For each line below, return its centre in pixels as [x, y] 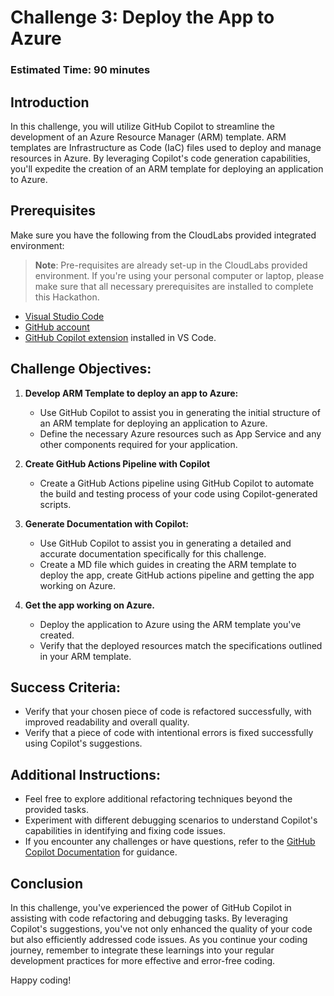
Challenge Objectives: [81, 369]
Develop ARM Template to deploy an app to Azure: [131, 393]
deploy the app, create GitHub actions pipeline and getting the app [177, 575]
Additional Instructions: [86, 774]
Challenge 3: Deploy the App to [142, 17]
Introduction [50, 102]
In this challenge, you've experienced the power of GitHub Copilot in [151, 907]
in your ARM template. [85, 656]
